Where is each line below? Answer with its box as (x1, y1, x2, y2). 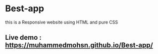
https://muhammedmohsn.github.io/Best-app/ (5, 41, 154, 50)
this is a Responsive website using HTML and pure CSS (5, 19, 118, 25)
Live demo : (5, 33, 42, 42)
